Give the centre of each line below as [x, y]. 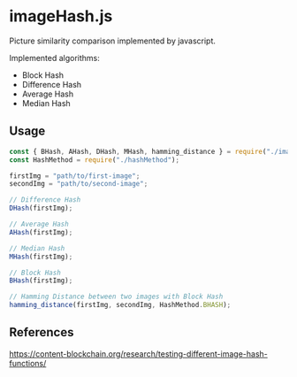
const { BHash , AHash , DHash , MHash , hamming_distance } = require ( [138, 151]
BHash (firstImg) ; [41, 281]
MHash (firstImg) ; [41, 257]
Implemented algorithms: [54, 58]
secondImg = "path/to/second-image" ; [79, 184]
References [42, 332]
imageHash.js [61, 16]
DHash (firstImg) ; [41, 208]
